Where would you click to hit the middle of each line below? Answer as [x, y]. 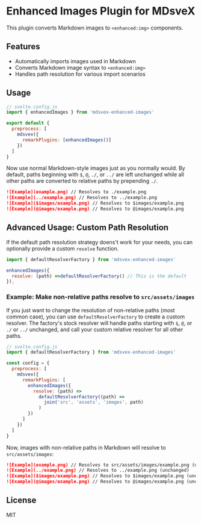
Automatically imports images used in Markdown [75, 61]
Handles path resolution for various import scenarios [80, 74]
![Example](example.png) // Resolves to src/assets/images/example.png [98, 465]
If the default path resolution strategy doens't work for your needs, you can [99, 242]
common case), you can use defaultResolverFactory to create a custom [96, 317]
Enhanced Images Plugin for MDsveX [101, 11]
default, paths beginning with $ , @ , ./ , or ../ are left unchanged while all [95, 175]
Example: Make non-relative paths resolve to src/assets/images [100, 297]
